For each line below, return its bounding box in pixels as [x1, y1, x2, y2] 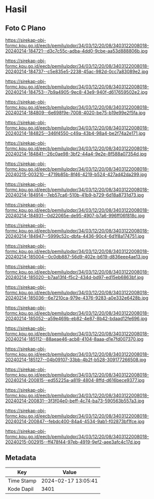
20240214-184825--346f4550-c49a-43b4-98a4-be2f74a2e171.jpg [5, 130, 145, 136]
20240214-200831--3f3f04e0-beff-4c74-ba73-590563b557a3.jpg [5, 398, 144, 404]
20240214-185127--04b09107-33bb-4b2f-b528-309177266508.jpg [5, 357, 146, 363]
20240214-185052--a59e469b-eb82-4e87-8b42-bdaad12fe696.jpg [5, 316, 147, 321]
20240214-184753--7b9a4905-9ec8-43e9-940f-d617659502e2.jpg [5, 89, 148, 95]
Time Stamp [8, 477, 37, 484]
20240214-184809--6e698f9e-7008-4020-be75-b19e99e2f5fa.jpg [5, 110, 145, 116]
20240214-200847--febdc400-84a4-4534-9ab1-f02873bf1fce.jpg [5, 418, 145, 424]
